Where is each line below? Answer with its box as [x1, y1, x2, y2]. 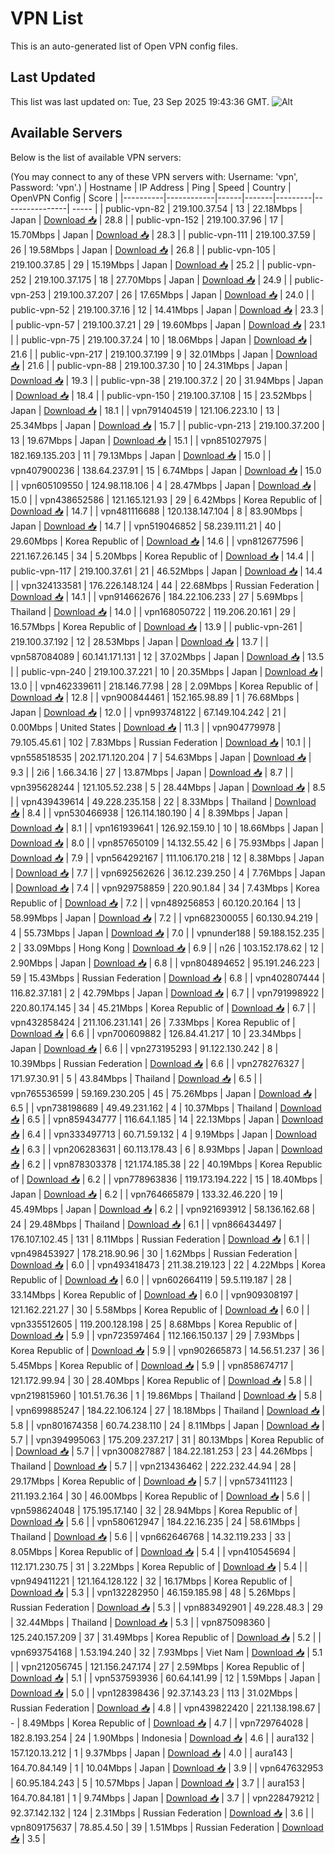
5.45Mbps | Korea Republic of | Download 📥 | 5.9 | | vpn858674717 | [10, 1359, 294, 1371]
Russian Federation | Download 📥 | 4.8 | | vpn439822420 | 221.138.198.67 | [10, 1702, 321, 1714]
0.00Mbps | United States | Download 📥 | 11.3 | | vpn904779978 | [10, 721, 282, 733]
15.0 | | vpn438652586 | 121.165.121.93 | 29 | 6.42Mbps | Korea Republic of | [10, 493, 323, 506]
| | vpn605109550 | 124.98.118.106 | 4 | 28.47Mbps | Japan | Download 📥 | [10, 479, 317, 491]
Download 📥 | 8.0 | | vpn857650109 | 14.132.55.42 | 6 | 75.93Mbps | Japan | [10, 837, 325, 849]
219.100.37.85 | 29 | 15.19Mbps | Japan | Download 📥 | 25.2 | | [10, 258, 265, 271]
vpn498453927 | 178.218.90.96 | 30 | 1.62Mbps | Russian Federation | [10, 1247, 298, 1259]
